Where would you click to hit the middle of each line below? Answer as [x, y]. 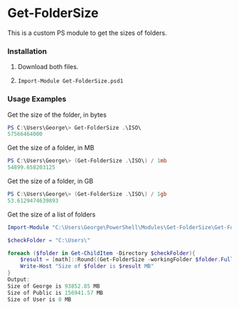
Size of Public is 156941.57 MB [55, 293]
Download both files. [48, 67]
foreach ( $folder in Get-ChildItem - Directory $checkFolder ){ [101, 253]
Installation [27, 51]
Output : [19, 280]
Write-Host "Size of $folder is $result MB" [87, 266]
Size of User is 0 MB [39, 299]
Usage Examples [37, 99]
